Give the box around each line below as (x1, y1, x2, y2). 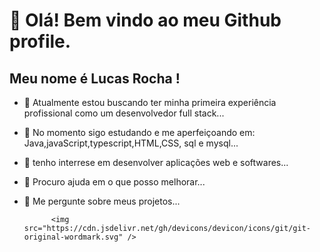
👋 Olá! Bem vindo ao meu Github (9, 9, 282, 32)
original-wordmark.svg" (23, 232, 124, 242)
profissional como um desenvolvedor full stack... (23, 107, 225, 119)
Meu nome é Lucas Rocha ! (9, 70, 181, 87)
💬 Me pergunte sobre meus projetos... (23, 195, 181, 207)
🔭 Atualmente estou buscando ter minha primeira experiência (23, 97, 277, 108)
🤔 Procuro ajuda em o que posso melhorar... (23, 176, 206, 188)
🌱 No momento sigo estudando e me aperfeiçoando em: (23, 127, 256, 138)
